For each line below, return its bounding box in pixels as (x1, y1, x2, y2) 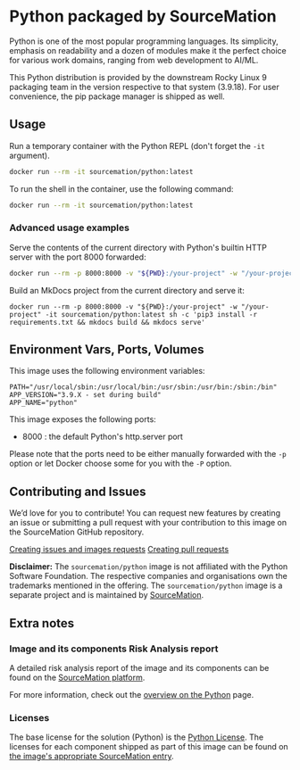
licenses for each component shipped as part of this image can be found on (9, 741, 288, 752)
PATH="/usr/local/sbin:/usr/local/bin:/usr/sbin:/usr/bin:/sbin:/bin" (9, 383, 278, 392)
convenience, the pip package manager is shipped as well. (9, 91, 225, 102)
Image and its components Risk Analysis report (9, 642, 219, 655)
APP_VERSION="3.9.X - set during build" (9, 391, 162, 400)
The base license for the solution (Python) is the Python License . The (9, 732, 264, 742)
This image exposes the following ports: (9, 414, 156, 425)
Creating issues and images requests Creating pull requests (9, 544, 229, 555)
